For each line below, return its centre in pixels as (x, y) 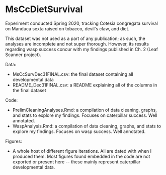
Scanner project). (23, 55)
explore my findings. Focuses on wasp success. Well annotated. (79, 131)
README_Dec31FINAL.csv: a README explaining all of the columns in (85, 85)
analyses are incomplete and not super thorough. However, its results (77, 43)
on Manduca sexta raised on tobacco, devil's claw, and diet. (67, 28)
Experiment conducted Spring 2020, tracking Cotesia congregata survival (82, 23)
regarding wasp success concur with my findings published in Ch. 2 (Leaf (82, 49)
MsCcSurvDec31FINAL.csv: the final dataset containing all (73, 74)
